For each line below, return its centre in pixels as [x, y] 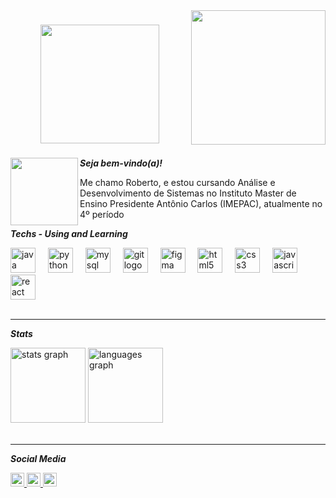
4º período [102, 214]
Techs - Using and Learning [69, 233]
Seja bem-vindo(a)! [121, 163]
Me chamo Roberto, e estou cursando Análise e [177, 182]
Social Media [38, 458]
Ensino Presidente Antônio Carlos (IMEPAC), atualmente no [201, 203]
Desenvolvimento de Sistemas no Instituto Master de [188, 193]
